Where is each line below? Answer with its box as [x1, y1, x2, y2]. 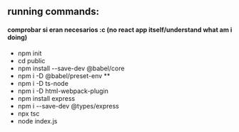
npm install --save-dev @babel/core [17, 64, 125, 72]
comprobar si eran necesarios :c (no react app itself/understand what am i [7, 25, 233, 34]
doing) [7, 33, 28, 41]
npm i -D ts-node [17, 79, 69, 87]
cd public [17, 56, 46, 65]
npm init [17, 49, 42, 57]
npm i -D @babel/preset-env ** [17, 71, 111, 80]
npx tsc [17, 109, 40, 118]
